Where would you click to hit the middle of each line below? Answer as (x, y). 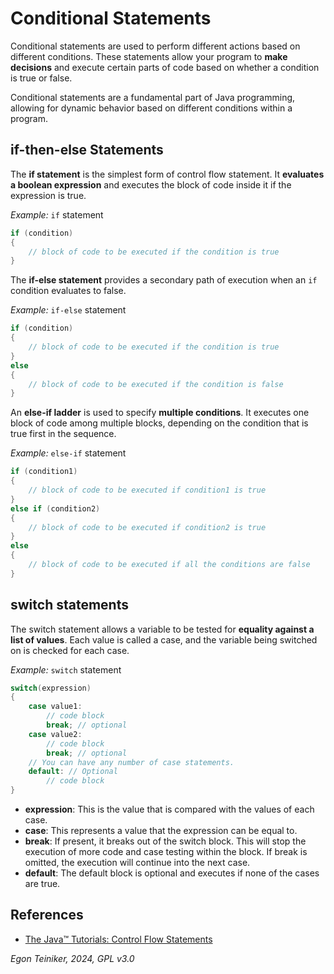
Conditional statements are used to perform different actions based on (155, 46)
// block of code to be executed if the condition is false (156, 384)
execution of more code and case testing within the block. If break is (166, 852)
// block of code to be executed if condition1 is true (147, 490)
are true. (42, 884)
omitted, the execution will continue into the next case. (137, 863)
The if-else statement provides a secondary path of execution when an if (164, 280)
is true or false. (41, 78)
